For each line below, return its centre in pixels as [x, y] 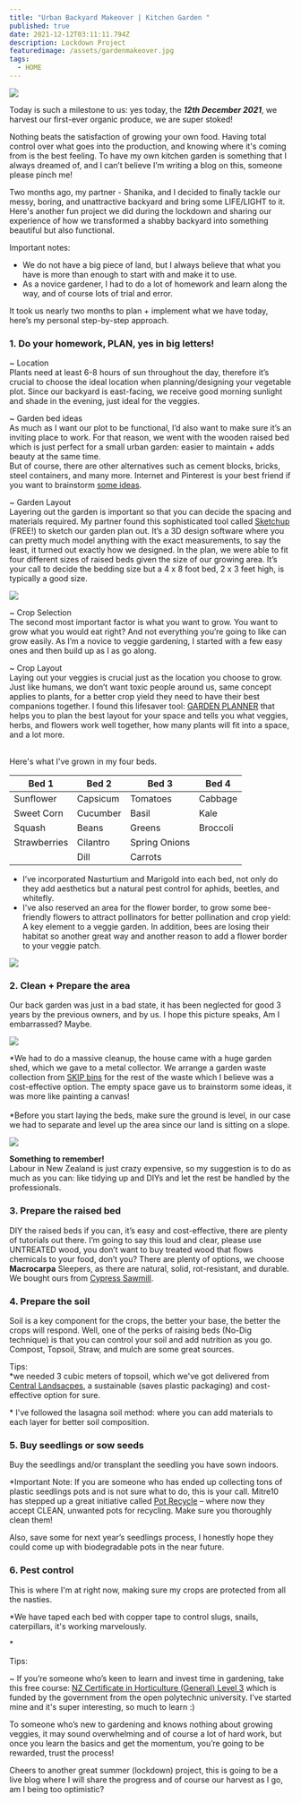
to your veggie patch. [61, 946]
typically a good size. [48, 579]
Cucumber [99, 813]
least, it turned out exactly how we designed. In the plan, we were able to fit [149, 550]
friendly [37, 917]
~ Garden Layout [40, 502]
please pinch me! [41, 175]
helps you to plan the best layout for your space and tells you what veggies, [149, 716]
